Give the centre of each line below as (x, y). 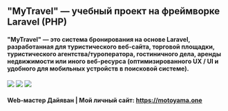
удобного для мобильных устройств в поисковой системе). (98, 69)
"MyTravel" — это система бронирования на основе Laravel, (99, 39)
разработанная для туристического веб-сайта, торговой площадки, (111, 47)
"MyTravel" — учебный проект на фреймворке (114, 11)
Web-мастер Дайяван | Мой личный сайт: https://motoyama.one (105, 100)
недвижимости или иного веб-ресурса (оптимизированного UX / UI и (113, 61)
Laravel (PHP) (37, 22)
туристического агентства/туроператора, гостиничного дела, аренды (114, 53)
